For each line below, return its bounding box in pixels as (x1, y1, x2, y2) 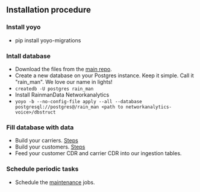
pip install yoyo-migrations (14, 36, 81, 44)
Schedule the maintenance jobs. (14, 178, 95, 186)
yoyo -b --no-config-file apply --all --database (14, 98, 143, 104)
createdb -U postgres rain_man (14, 86, 94, 92)
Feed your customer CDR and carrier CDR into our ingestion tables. (14, 150, 182, 157)
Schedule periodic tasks (6, 165, 79, 173)
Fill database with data (6, 123, 74, 132)
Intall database (6, 51, 51, 60)
